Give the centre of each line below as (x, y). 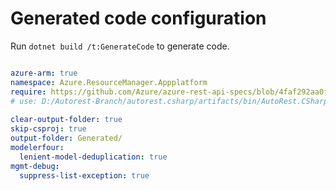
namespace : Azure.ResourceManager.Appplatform (109, 82)
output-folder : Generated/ (66, 138)
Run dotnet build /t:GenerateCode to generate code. (120, 46)
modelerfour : (37, 147)
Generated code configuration (138, 18)
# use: (24, 101)
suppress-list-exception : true (84, 175)
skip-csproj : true (48, 129)
